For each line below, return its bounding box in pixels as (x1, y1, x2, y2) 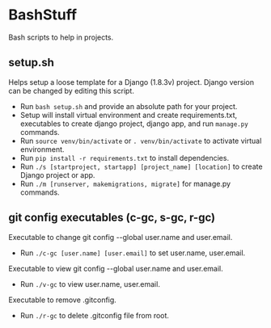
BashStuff (8, 6, 78, 24)
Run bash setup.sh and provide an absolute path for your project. (19, 101, 238, 111)
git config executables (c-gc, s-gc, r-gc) (8, 211, 216, 225)
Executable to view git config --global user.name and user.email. (8, 263, 224, 273)
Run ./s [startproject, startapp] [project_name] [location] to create (19, 162, 263, 171)
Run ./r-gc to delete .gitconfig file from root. (19, 310, 170, 320)
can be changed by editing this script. (8, 86, 135, 95)
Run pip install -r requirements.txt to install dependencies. (19, 153, 229, 162)
